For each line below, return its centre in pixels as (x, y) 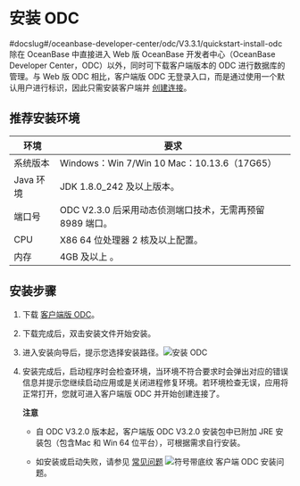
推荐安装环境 (45, 118)
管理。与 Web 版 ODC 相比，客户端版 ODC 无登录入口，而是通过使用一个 (143, 76)
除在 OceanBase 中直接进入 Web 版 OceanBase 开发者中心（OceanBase (142, 54)
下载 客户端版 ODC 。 (61, 314)
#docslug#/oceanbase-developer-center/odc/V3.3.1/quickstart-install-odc (146, 43)
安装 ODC (45, 18)
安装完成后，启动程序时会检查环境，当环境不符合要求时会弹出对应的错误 (155, 371)
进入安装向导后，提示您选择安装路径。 (92, 352)
